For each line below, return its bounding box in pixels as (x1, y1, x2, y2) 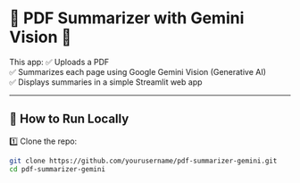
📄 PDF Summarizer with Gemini (9, 8, 245, 29)
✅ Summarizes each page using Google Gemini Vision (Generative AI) (9, 66, 266, 77)
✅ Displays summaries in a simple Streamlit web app (9, 76, 203, 87)
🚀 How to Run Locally (9, 112, 129, 127)
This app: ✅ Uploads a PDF (9, 56, 110, 67)
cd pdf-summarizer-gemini (9, 164, 105, 173)
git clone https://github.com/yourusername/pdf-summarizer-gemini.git (9, 156, 278, 165)
